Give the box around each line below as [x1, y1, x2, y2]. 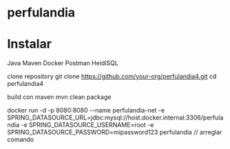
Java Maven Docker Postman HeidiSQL [7, 59, 118, 67]
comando [7, 135, 34, 144]
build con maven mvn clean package [7, 93, 112, 101]
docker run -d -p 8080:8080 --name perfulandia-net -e [7, 106, 165, 115]
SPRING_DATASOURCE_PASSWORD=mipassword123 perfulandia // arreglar [7, 128, 222, 137]
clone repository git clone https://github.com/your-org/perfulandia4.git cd [7, 72, 217, 80]
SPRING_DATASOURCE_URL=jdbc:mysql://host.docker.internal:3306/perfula [7, 113, 224, 122]
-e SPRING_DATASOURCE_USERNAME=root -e [21, 121, 154, 129]
